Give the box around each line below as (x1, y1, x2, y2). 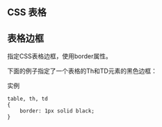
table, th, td (7, 96, 49, 103)
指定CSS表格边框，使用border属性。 (7, 52, 113, 60)
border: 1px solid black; (19, 108, 95, 115)
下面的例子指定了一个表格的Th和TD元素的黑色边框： (7, 67, 158, 75)
